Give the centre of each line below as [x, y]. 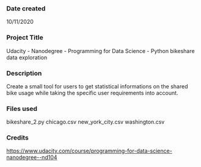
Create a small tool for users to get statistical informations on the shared [97, 86]
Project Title [25, 38]
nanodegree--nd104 [32, 157]
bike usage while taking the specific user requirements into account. [92, 93]
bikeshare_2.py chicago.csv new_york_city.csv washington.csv [86, 122]
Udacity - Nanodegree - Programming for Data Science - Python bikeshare [100, 51]
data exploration [27, 57]
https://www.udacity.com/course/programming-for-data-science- [89, 151]
